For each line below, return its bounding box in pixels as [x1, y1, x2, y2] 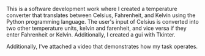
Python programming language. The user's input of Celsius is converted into [6, 18, 199, 25]
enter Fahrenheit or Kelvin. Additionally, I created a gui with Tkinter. [6, 31, 176, 38]
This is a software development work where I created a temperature [6, 5, 177, 12]
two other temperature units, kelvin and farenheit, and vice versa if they [6, 24, 187, 32]
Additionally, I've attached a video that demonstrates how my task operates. [6, 43, 198, 50]
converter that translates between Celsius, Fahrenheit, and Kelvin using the [6, 12, 196, 19]
